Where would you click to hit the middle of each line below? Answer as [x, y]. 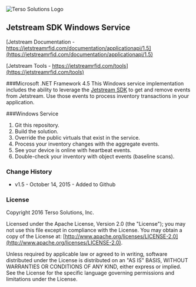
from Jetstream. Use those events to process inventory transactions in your [98, 96]
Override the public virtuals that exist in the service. [77, 137]
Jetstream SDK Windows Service [68, 27]
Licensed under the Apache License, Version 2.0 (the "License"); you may [96, 224]
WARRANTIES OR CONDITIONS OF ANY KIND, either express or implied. [94, 267]
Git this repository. [37, 125]
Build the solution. [36, 131]
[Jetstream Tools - [29, 65]
